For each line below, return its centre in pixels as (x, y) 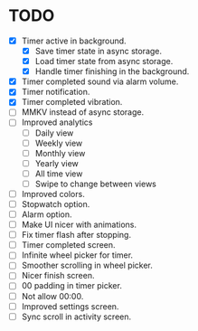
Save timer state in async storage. (99, 51)
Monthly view (60, 153)
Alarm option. (47, 214)
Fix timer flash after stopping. (76, 235)
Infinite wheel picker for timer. (77, 255)
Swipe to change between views (96, 184)
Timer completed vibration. (72, 102)
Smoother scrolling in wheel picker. (87, 265)
